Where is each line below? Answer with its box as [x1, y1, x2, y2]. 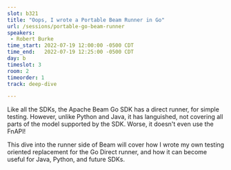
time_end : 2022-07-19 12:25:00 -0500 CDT [7, 49, 134, 56]
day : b [7, 55, 26, 62]
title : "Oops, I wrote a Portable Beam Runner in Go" [7, 17, 165, 23]
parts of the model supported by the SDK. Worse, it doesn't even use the [7, 120, 214, 128]
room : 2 [7, 67, 30, 74]
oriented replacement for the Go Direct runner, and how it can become [7, 148, 208, 156]
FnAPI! [7, 127, 26, 136]
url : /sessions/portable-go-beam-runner [7, 23, 125, 30]
